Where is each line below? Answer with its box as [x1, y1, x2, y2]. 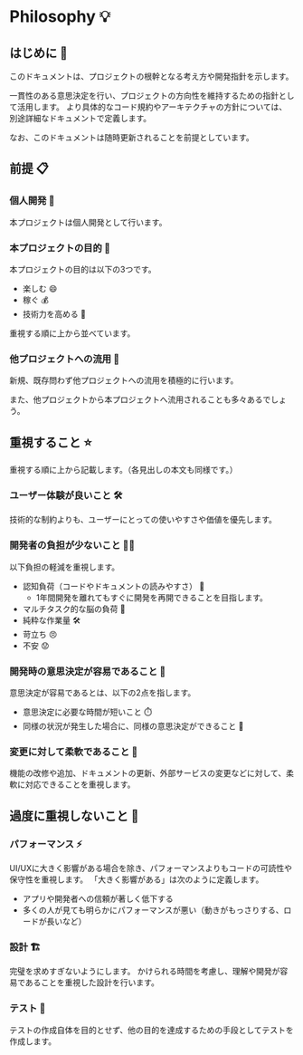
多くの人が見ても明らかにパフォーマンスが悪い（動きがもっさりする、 [22, 904, 284, 916]
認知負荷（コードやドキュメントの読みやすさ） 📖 [22, 580, 205, 591]
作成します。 [9, 1035, 57, 1047]
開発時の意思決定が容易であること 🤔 [9, 665, 166, 677]
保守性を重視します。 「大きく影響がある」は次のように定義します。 [9, 874, 264, 885]
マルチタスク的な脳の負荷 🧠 [22, 603, 126, 614]
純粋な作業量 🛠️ [22, 614, 81, 626]
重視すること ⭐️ [9, 435, 92, 450]
